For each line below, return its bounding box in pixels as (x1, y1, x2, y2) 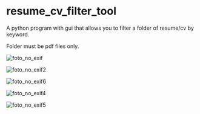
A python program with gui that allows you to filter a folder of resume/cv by (6, 24, 194, 32)
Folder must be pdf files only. (6, 42, 79, 50)
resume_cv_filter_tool (6, 4, 117, 18)
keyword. (6, 30, 30, 38)
